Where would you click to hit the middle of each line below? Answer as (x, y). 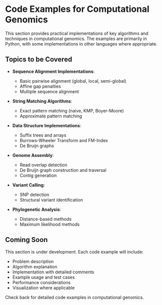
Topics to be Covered (39, 60)
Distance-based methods (46, 219)
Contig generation (38, 175)
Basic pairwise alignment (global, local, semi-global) (73, 81)
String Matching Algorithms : (42, 101)
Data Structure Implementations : (47, 125)
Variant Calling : (28, 185)
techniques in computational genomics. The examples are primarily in (76, 39)
